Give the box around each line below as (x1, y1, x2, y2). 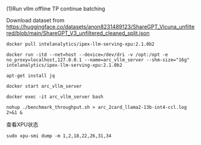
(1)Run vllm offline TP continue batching (6, 5, 105, 12)
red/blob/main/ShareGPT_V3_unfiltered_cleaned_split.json (6, 29, 150, 37)
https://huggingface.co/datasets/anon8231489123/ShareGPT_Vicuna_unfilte (6, 23, 195, 30)
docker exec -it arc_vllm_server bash (6, 94, 104, 100)
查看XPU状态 (6, 121, 39, 128)
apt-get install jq (6, 73, 55, 79)
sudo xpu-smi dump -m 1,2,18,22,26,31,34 (6, 133, 112, 139)
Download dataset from (6, 17, 65, 23)
